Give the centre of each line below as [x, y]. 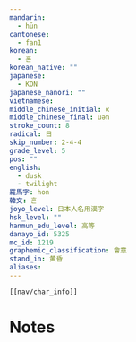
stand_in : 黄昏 [36, 259]
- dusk [30, 175]
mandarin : [28, 17]
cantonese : [30, 34]
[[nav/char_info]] [43, 292]
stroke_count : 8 [39, 126]
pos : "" [24, 159]
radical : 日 [31, 134]
